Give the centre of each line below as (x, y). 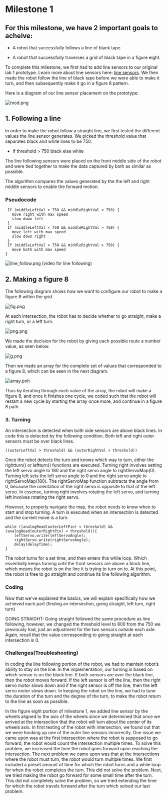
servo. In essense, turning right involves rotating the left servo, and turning (82, 492)
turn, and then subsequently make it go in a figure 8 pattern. (67, 83)
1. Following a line (33, 118)
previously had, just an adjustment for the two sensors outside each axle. (80, 629)
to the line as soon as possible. (37, 701)
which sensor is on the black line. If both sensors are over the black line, (79, 674)
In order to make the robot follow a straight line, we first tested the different (82, 130)
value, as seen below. (27, 346)
